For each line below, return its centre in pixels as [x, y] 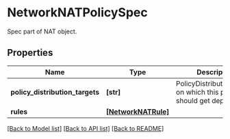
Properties [30, 53]
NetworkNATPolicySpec [78, 13]
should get [193, 100]
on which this [197, 92]
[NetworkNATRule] [138, 112]
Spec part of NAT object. [42, 31]
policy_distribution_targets [55, 92]
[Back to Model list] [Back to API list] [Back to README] [86, 128]
